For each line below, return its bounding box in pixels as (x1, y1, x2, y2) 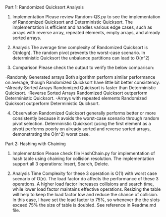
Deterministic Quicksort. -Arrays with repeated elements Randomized (5, 95, 147, 101)
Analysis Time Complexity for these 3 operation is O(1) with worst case (12, 170, 157, 176)
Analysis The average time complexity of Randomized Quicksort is (12, 45, 148, 50)
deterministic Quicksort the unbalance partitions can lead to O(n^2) (12, 55, 150, 61)
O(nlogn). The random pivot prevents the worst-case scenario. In (12, 50, 145, 55)
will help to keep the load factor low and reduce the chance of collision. (12, 192, 159, 197)
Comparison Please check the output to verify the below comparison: (12, 64, 155, 70)
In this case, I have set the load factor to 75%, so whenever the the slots (12, 197, 160, 203)
